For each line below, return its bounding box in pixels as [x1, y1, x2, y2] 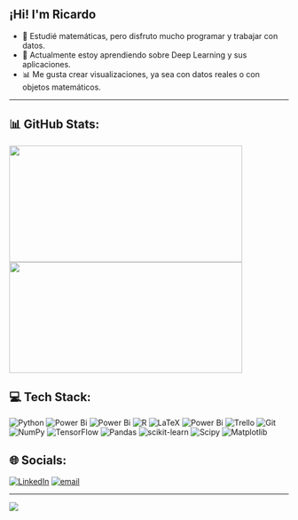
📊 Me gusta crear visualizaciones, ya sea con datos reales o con [21, 68, 260, 79]
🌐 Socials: [9, 453, 67, 468]
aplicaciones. [21, 59, 71, 69]
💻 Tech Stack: [9, 390, 91, 405]
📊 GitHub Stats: [9, 117, 100, 132]
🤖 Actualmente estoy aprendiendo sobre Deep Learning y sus [21, 49, 247, 60]
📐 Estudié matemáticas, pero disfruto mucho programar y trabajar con [21, 30, 278, 41]
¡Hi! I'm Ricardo [9, 7, 97, 22]
